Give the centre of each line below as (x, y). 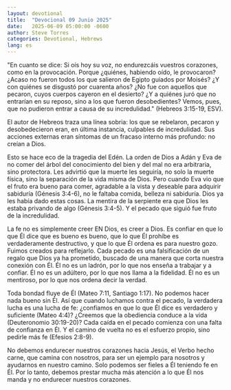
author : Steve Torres (38, 33)
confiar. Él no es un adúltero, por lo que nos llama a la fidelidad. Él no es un (113, 273)
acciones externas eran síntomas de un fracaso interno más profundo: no (111, 137)
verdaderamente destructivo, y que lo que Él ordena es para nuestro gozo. (112, 243)
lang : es (20, 45)
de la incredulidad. (33, 216)
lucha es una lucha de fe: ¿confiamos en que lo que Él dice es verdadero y (112, 308)
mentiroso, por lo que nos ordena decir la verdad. (77, 280)
